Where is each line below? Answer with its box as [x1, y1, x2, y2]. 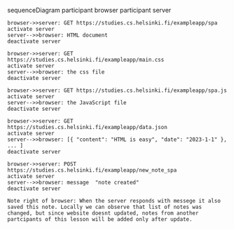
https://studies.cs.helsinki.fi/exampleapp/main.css [7, 56, 165, 63]
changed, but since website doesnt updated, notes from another [7, 210, 199, 217]
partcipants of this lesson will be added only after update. [7, 216, 193, 223]
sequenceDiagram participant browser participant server [7, 6, 172, 14]
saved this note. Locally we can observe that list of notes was [7, 203, 202, 210]
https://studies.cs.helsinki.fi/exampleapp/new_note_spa [7, 167, 177, 174]
